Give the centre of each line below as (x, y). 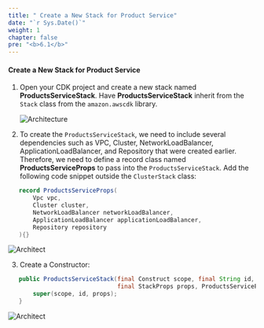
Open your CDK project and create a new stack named (108, 87)
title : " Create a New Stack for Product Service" (93, 15)
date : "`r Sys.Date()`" (47, 23)
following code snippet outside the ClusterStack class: (108, 176)
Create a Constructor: (55, 265)
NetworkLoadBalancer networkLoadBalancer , (103, 212)
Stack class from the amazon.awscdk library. (88, 104)
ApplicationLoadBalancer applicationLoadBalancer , (117, 220)
